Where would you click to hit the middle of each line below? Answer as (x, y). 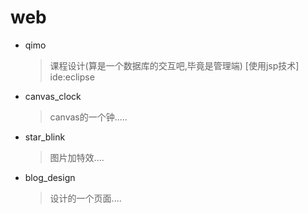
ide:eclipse (72, 77)
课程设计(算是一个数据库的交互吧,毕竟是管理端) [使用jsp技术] (174, 65)
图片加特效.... (77, 157)
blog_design (50, 177)
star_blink (45, 137)
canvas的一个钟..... (88, 117)
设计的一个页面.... (85, 198)
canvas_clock (53, 96)
